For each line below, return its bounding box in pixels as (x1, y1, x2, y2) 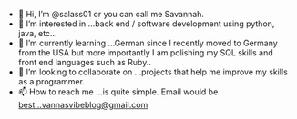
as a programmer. (17, 76, 85, 86)
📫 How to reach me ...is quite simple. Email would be (17, 86, 219, 97)
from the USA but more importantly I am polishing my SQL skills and (17, 47, 273, 58)
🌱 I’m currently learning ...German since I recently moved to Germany (17, 37, 278, 48)
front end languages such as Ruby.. (17, 57, 152, 67)
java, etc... (17, 28, 57, 38)
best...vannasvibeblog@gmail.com (17, 100, 148, 110)
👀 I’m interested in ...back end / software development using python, (17, 18, 275, 29)
